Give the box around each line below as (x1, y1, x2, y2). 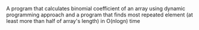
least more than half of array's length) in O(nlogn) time (6, 18, 140, 24)
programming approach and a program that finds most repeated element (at (6, 11, 193, 18)
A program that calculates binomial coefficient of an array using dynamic (6, 5, 185, 12)
